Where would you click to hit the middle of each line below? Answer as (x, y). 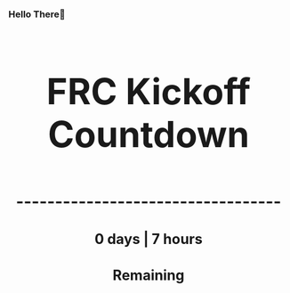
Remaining (149, 275)
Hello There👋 (37, 14)
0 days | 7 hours (149, 239)
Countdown (149, 134)
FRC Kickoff (149, 91)
